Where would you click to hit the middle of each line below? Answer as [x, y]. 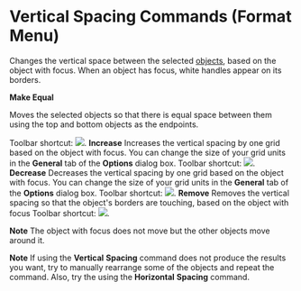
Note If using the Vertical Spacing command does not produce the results [148, 258]
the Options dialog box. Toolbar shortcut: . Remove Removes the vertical [150, 193]
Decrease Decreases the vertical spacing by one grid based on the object [146, 172]
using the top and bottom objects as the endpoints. [104, 124]
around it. [27, 240]
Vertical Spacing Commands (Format [150, 17]
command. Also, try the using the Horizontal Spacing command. [130, 277]
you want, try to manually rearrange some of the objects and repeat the [142, 267]
